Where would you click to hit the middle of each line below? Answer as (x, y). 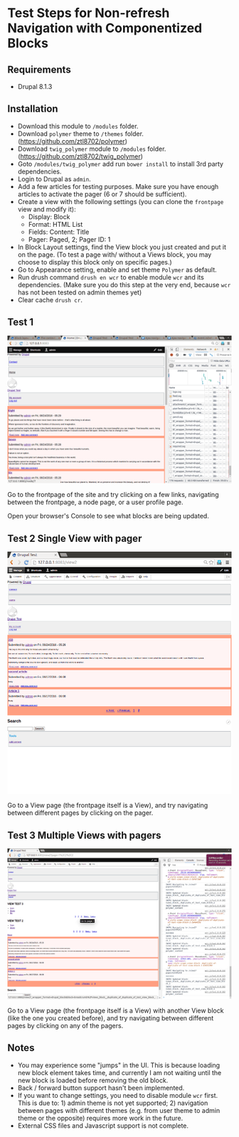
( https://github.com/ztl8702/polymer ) (73, 141)
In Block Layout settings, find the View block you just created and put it (122, 247)
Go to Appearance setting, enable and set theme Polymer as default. (117, 269)
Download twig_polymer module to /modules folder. (92, 149)
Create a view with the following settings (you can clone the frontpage (121, 201)
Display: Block (49, 217)
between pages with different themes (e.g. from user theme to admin (119, 1110)
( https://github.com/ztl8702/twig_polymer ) (80, 156)
